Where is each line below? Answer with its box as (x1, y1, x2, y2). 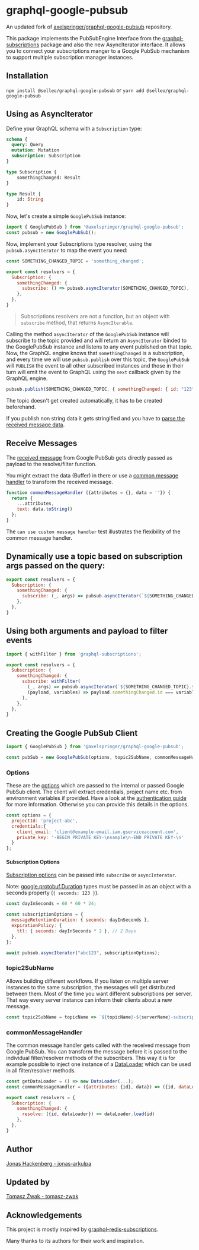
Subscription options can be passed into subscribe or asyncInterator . (6, 871, 176, 879)
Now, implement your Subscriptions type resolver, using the (6, 240, 152, 247)
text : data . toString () (17, 506, 73, 512)
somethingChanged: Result (17, 175, 81, 181)
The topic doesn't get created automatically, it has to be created (6, 397, 163, 404)
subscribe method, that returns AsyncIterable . (20, 319, 134, 326)
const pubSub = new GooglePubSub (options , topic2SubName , (6, 754, 152, 760)
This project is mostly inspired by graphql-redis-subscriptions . (6, 1226, 159, 1233)
